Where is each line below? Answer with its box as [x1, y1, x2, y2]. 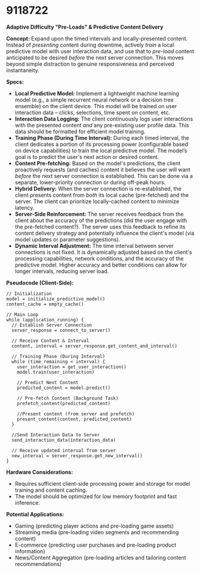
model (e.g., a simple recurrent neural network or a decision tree [14, 96, 174, 103]
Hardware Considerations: [6, 468, 73, 476]
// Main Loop [6, 311, 39, 317]
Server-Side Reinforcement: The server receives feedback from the [14, 210, 184, 217]
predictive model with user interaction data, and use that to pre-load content [6, 47, 195, 54]
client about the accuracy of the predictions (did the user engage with [14, 216, 187, 224]
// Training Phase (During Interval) [11, 353, 106, 359]
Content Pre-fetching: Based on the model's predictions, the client [14, 160, 181, 167]
